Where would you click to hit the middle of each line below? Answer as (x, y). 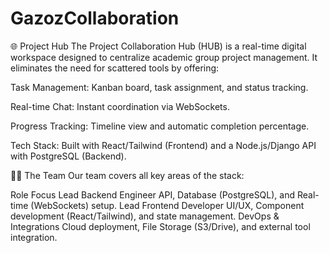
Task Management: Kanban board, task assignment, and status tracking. (159, 87)
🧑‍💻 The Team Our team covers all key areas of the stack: (127, 175)
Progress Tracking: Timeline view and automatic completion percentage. (160, 126)
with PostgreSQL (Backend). (68, 156)
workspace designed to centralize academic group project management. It (164, 57)
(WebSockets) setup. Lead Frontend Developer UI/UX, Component (167, 205)
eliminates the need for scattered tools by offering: (115, 68)
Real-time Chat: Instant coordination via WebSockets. (120, 106)
